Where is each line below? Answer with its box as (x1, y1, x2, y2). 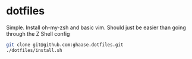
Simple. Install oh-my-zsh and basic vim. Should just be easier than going (6, 24, 186, 31)
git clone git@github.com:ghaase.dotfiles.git (6, 42, 124, 48)
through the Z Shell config (6, 30, 70, 37)
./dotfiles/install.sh (6, 47, 62, 53)
